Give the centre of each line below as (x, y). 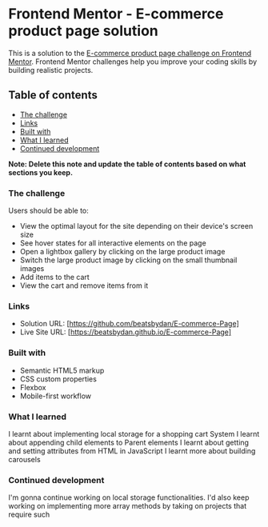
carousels (25, 459)
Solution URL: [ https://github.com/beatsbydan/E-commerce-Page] (130, 324)
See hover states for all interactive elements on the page (113, 243)
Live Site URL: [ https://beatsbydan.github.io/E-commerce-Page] (126, 332)
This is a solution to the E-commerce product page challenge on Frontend (130, 53)
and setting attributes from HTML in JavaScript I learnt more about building (132, 451)
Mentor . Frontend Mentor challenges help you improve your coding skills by (133, 62)
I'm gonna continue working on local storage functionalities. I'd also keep (129, 497)
